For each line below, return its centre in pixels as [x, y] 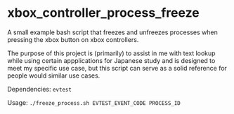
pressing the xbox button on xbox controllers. [73, 39]
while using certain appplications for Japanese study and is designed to [111, 60]
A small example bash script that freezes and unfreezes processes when [112, 32]
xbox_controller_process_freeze [104, 13]
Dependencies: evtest [40, 89]
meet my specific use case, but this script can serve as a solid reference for [117, 68]
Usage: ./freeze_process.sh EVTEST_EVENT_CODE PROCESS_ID [94, 102]
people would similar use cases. [54, 76]
